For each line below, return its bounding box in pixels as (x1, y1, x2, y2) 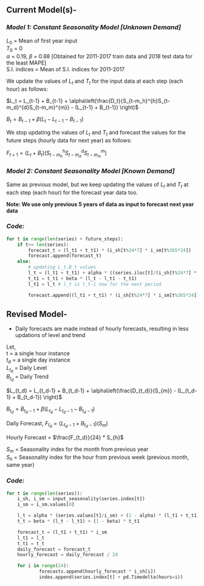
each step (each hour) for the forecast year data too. (6, 189, 138, 196)
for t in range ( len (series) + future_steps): (6, 235, 123, 242)
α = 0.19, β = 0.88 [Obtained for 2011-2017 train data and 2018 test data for (6, 53, 193, 60)
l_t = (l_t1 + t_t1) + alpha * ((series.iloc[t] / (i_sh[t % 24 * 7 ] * (28, 270, 197, 276)
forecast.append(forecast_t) (28, 253, 102, 259)
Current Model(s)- (6, 5, 77, 15)
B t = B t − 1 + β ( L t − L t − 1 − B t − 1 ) (6, 116, 84, 124)
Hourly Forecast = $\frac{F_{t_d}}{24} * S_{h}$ (6, 433, 124, 441)
